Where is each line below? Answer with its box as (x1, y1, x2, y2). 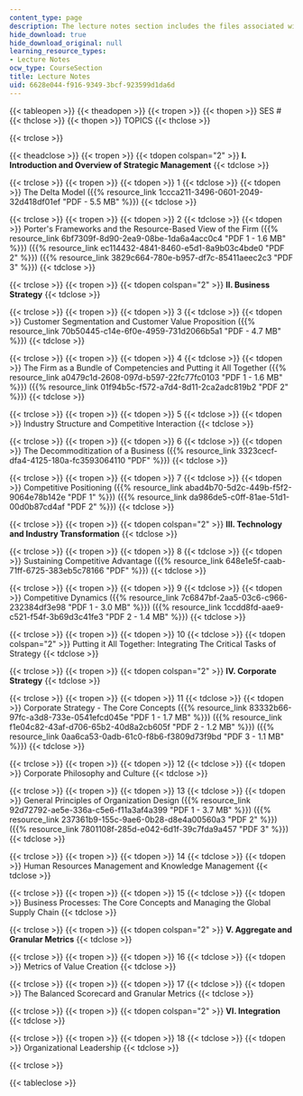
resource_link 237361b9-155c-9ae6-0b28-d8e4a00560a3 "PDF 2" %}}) (9, 814, 278, 825)
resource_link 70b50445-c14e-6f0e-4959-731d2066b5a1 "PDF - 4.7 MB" (9, 325, 281, 336)
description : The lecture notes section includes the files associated (9, 22, 284, 31)
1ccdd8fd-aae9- (224, 602, 284, 613)
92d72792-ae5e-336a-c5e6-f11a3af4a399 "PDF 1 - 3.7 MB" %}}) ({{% (9, 804, 272, 815)
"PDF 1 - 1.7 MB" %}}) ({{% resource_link (130, 711, 282, 723)
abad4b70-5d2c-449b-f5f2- (184, 482, 292, 492)
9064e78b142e (9, 492, 66, 502)
